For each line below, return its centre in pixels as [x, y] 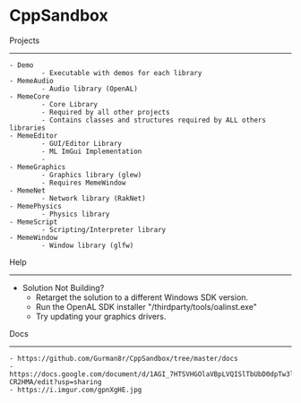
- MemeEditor [34, 135]
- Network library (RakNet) [94, 198]
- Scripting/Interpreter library [104, 229]
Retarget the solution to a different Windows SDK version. [142, 297]
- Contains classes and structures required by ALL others [154, 120]
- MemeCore [30, 96]
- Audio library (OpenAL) [90, 89]
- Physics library [76, 214]
